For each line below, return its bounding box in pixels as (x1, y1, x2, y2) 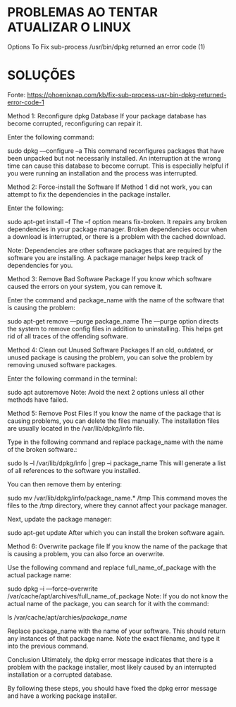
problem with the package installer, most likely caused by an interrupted (7, 663, 217, 671)
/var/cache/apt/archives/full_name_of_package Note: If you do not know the (7, 591, 229, 600)
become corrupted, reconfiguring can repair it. (7, 119, 143, 128)
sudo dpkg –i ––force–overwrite (7, 584, 99, 593)
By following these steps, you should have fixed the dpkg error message (7, 684, 217, 692)
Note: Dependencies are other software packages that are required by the (7, 246, 222, 254)
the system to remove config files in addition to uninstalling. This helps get (7, 324, 223, 333)
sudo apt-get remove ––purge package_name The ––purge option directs (7, 316, 219, 325)
